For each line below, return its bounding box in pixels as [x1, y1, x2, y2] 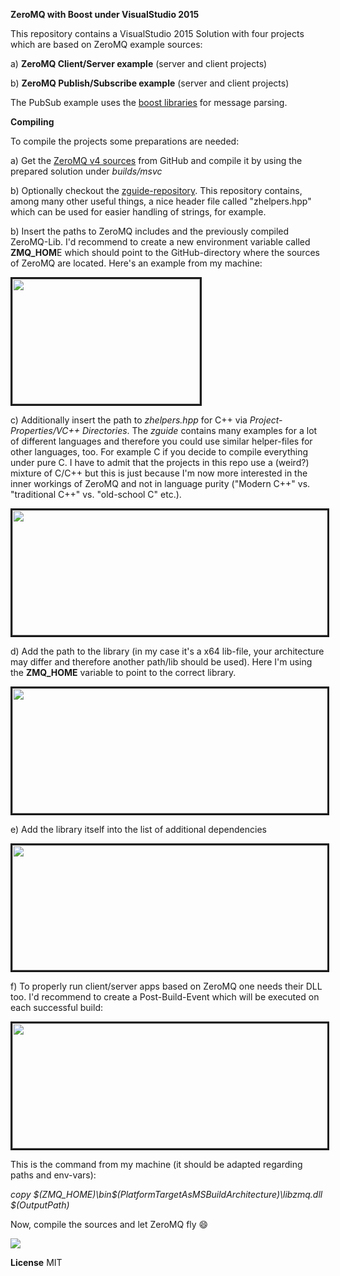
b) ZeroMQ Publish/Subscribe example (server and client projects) [10, 77, 290, 89]
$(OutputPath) [10, 1199, 70, 1211]
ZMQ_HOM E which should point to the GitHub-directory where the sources [10, 247, 320, 258]
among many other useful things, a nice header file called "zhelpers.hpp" [10, 195, 312, 207]
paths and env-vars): [10, 1169, 97, 1181]
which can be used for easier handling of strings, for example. [10, 206, 267, 218]
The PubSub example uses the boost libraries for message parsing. [10, 97, 288, 108]
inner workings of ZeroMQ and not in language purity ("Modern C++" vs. [10, 478, 311, 489]
